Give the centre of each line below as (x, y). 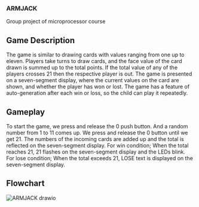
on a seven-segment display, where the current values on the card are (93, 80)
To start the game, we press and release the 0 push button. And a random (97, 126)
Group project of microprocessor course (56, 22)
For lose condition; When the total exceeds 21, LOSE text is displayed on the (99, 158)
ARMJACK (22, 8)
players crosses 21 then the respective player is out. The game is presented (99, 74)
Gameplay (26, 112)
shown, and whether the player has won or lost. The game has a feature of (98, 87)
